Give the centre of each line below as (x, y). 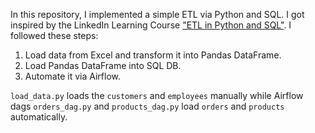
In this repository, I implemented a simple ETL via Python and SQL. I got (157, 14)
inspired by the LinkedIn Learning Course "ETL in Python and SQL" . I (151, 25)
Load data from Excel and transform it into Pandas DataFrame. (153, 55)
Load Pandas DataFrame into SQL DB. (103, 65)
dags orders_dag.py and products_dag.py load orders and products (147, 106)
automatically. (39, 117)
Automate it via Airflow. (72, 76)
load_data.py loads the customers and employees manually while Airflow (157, 95)
